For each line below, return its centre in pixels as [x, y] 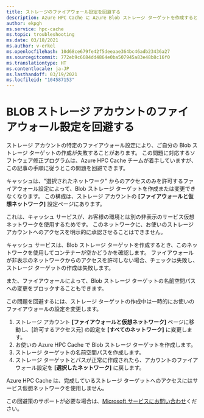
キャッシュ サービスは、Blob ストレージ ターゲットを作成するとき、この [97, 245]
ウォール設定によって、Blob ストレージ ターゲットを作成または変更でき [106, 189]
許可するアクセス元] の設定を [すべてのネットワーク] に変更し [110, 330]
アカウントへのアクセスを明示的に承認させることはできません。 [86, 232]
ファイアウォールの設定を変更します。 [54, 309]
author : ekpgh [24, 23]
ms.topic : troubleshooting [40, 35]
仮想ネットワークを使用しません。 [65, 388]
